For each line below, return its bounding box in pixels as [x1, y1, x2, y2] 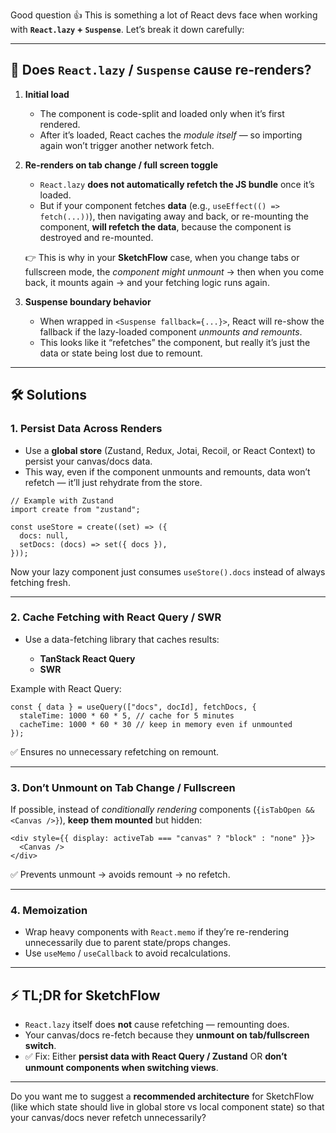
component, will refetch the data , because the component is [39, 220, 292, 233]
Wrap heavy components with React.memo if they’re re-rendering [24, 926, 290, 938]
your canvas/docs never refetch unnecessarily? [10, 1112, 207, 1124]
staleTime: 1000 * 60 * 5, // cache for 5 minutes [19, 710, 235, 721]
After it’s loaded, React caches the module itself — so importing [39, 129, 303, 141]
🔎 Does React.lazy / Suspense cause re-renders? [10, 62, 312, 79]
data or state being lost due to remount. [39, 347, 203, 359]
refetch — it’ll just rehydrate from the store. [24, 476, 203, 488]
